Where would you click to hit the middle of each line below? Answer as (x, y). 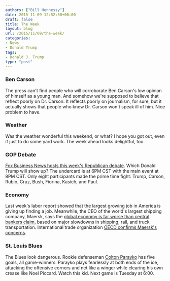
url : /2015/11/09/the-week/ (35, 33)
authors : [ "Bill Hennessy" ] (35, 10)
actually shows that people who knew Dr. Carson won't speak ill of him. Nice (85, 106)
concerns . (16, 233)
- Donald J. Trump (25, 57)
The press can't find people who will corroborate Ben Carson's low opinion (84, 90)
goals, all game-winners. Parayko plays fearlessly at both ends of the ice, (82, 262)
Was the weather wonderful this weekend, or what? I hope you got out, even (85, 136)
